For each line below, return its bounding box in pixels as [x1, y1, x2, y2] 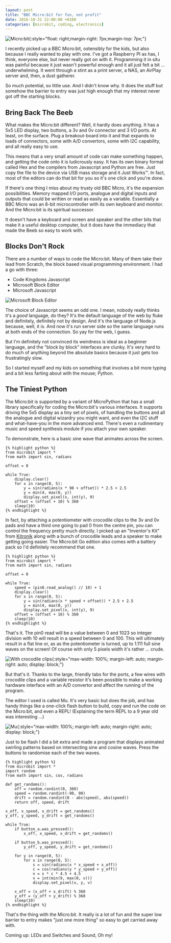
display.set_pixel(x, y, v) [32, 880, 93, 885]
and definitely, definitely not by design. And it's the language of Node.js [5, 317, 156, 324]
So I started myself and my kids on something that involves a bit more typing [5, 364, 166, 370]
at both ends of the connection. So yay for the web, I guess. [5, 329, 132, 335]
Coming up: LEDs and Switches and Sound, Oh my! [5, 932, 113, 938]
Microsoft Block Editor [12, 282, 60, 288]
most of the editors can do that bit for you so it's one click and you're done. [5, 175, 164, 181]
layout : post [5, 7, 33, 13]
